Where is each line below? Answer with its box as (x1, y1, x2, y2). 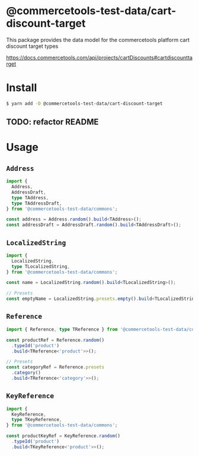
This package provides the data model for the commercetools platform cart (6, 36, 190, 43)
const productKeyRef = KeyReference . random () (6, 433, 120, 439)
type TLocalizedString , (11, 263, 70, 270)
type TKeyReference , (11, 417, 62, 423)
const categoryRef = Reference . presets (6, 364, 105, 370)
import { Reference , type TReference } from (6, 326, 118, 332)
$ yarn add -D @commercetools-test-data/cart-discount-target (6, 101, 163, 106)
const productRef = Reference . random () (6, 337, 105, 343)
